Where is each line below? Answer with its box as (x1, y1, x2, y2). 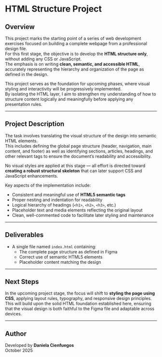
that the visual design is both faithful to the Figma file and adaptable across (5, 306, 155, 312)
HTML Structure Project (5, 3, 102, 15)
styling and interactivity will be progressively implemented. (5, 86, 122, 91)
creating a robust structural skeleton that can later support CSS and (5, 168, 142, 174)
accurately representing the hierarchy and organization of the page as (5, 66, 144, 72)
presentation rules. (5, 102, 42, 107)
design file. (5, 46, 27, 51)
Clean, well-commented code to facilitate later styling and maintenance (12, 212, 154, 218)
